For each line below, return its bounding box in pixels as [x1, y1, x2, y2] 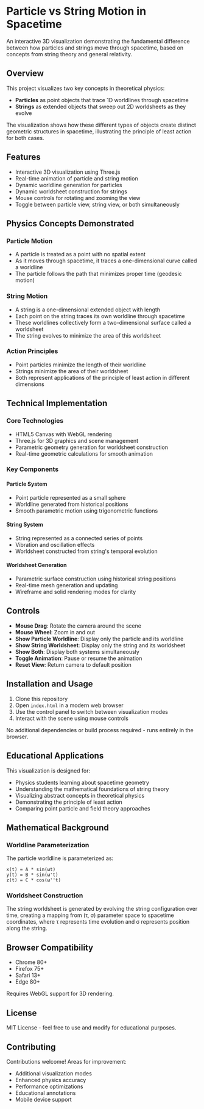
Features [6, 152, 41, 163]
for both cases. [6, 134, 44, 141]
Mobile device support [15, 1096, 72, 1103]
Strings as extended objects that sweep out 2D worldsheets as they [15, 103, 186, 110]
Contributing [6, 1042, 56, 1052]
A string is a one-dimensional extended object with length [15, 306, 160, 313]
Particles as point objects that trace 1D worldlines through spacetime [15, 96, 189, 103]
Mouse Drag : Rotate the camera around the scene [15, 622, 142, 629]
